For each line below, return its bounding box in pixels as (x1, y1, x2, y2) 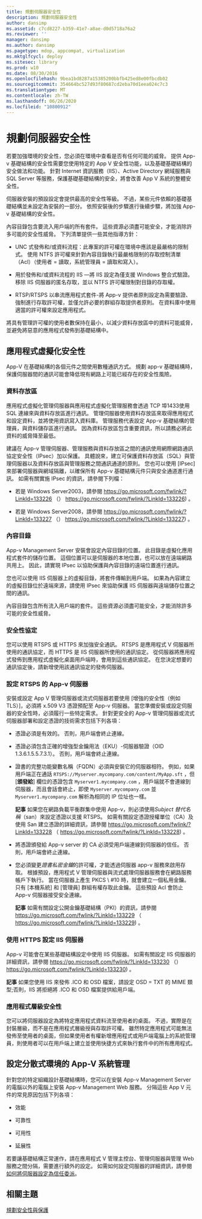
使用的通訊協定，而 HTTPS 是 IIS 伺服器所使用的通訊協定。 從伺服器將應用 (6, 648, 191, 655)
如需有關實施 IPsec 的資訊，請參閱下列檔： (17, 475, 125, 482)
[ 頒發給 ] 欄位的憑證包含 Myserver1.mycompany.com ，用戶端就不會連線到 (14, 778, 191, 785)
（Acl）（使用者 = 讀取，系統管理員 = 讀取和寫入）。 (14, 258, 142, 266)
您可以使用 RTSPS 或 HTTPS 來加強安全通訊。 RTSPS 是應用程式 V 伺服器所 (6, 641, 194, 648)
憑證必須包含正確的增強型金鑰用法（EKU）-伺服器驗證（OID (14, 743, 164, 750)
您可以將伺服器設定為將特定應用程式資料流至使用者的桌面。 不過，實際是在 (6, 1017, 192, 1024)
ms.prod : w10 (6, 64, 39, 71)
